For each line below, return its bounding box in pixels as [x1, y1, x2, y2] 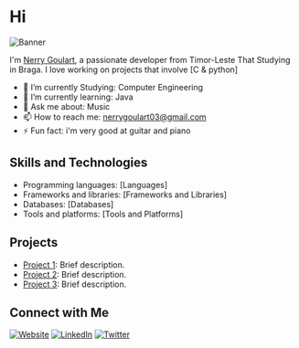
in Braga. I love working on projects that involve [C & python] [9, 64, 239, 75]
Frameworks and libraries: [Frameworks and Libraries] [22, 189, 227, 200]
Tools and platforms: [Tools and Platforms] [22, 208, 184, 219]
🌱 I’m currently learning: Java [22, 91, 134, 102]
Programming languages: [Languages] [22, 179, 168, 190]
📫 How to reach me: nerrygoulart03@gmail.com [22, 111, 208, 122]
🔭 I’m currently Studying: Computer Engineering [22, 81, 204, 92]
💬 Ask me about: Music [22, 100, 111, 111]
